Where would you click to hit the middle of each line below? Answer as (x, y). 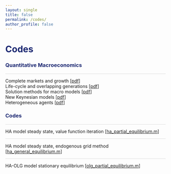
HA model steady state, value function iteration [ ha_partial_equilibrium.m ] (82, 132)
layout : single (21, 10)
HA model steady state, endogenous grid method (57, 146)
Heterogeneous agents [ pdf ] (35, 103)
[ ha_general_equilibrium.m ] (34, 151)
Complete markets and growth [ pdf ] (43, 81)
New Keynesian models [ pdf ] (36, 97)
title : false (19, 15)
